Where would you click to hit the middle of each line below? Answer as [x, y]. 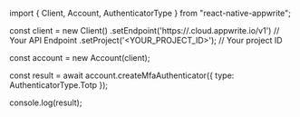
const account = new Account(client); [80, 58]
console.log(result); [46, 102]
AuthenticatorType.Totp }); [59, 85]
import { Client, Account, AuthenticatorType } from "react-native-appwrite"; [150, 13]
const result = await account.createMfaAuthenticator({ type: [122, 75]
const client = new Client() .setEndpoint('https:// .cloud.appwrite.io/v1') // [145, 30]
